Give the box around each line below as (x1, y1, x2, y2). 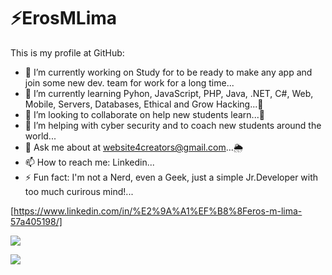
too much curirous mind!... (24, 185, 134, 197)
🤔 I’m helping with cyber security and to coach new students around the (24, 119, 322, 131)
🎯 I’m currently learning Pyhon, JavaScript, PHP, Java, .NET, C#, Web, (24, 87, 314, 99)
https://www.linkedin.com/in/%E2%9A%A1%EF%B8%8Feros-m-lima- (13, 205, 303, 217)
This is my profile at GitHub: (10, 46, 125, 59)
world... (24, 130, 57, 142)
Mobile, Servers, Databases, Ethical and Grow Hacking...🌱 (24, 98, 264, 110)
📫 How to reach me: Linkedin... (24, 156, 155, 168)
